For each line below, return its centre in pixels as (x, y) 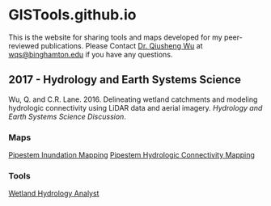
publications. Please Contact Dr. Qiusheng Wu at (122, 45)
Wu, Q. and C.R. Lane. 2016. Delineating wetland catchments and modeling (133, 99)
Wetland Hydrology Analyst (54, 193)
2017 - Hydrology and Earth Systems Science (125, 80)
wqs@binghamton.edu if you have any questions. (91, 54)
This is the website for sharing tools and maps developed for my (115, 37)
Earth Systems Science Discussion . (68, 116)
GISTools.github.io (72, 15)
